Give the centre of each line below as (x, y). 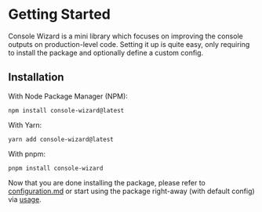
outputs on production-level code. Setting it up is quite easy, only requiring (129, 44)
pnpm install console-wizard (56, 168)
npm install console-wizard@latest (66, 110)
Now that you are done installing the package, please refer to (107, 182)
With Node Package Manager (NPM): (68, 96)
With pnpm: (27, 153)
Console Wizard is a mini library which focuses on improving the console (126, 36)
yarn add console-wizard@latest (61, 139)
